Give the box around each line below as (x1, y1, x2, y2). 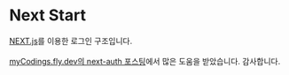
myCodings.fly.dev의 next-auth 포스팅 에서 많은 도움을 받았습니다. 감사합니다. (9, 56, 281, 66)
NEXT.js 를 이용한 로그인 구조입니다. (9, 35, 133, 46)
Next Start (9, 5, 87, 26)
